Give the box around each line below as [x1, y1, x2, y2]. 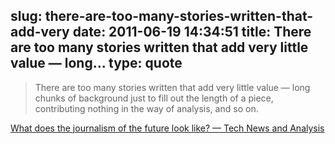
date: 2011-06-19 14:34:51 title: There [72, 24, 312, 41]
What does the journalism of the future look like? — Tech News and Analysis [10, 122, 325, 134]
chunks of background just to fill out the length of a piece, [34, 92, 274, 104]
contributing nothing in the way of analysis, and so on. [34, 102, 259, 114]
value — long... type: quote [10, 55, 183, 72]
